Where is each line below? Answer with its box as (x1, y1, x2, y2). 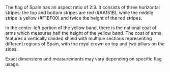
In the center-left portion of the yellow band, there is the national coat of (5, 25, 157, 31)
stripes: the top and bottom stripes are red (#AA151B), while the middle (5, 10, 154, 16)
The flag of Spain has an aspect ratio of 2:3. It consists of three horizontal (5, 5, 160, 10)
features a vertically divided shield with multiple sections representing (5, 35, 152, 41)
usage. (5, 61, 20, 67)
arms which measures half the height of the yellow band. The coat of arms (5, 30, 162, 36)
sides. (5, 46, 18, 52)
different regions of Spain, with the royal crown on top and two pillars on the (5, 41, 165, 47)
